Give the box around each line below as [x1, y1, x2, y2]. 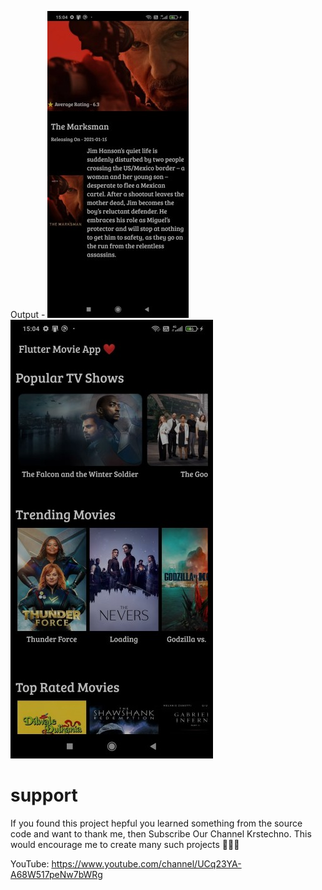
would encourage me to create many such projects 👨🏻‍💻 [10, 838, 240, 850]
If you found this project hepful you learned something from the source [10, 817, 303, 829]
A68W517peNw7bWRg [10, 868, 103, 880]
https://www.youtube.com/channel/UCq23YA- [51, 857, 242, 870]
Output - [10, 309, 46, 320]
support [10, 784, 78, 807]
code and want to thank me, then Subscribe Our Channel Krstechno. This [10, 827, 312, 840]
